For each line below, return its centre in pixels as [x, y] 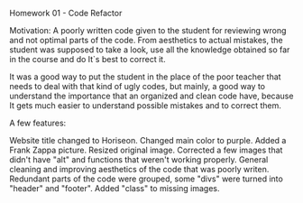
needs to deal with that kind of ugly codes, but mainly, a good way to [138, 86]
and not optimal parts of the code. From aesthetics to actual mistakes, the [146, 40]
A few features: [38, 123]
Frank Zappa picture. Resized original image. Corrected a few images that [146, 150]
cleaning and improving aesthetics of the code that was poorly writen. [139, 169]
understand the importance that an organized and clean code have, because [151, 96]
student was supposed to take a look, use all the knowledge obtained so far [150, 50]
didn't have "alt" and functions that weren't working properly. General [139, 160]
